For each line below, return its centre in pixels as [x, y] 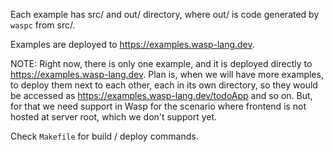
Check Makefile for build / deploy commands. [104, 136]
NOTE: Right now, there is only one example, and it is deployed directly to [161, 63]
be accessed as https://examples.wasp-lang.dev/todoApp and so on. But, [161, 95]
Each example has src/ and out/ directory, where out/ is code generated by [165, 14]
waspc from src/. [43, 25]
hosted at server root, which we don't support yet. [114, 117]
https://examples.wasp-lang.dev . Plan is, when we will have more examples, [167, 74]
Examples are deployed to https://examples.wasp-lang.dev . [132, 44]
